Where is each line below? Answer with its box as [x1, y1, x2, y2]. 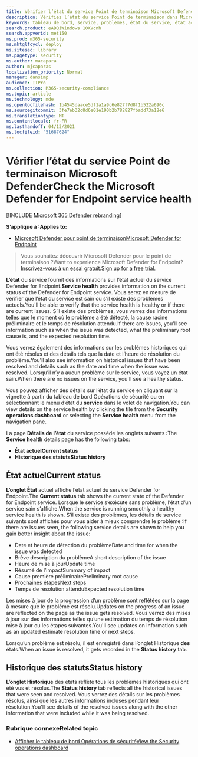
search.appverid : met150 [6, 31, 67, 37]
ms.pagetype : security [6, 52, 62, 58]
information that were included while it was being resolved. [6, 710, 150, 717]
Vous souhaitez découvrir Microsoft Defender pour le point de [20, 252, 171, 259]
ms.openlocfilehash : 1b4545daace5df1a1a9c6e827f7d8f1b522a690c [6, 101, 165, 108]
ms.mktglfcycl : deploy [6, 42, 62, 48]
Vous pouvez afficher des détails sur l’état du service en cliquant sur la [6, 387, 178, 394]
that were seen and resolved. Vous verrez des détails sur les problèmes [6, 691, 180, 698]
